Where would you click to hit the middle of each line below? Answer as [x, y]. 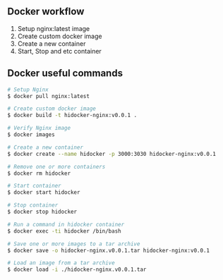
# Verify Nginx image [39, 128]
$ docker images [31, 135]
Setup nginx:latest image [54, 28]
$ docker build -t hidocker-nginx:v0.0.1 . [72, 116]
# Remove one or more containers [56, 166]
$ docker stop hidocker [42, 212]
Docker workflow [46, 12]
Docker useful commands [65, 73]
